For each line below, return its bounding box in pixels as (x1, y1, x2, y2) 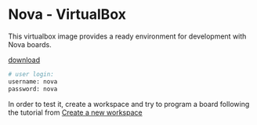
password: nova (8, 85, 58, 93)
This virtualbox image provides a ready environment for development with (8, 31, 247, 41)
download (8, 55, 41, 64)
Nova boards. (8, 39, 52, 49)
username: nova (8, 77, 58, 86)
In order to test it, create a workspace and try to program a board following (8, 99, 250, 108)
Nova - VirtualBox (8, 6, 127, 24)
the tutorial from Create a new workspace (8, 108, 143, 117)
